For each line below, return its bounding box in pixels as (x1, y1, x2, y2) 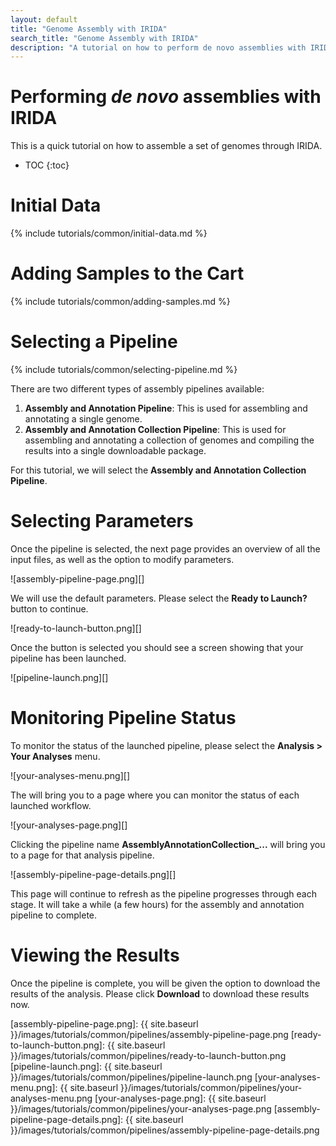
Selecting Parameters (10, 510, 194, 533)
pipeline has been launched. (10, 652, 127, 664)
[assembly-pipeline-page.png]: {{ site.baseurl (10, 1017, 199, 1030)
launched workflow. (10, 799, 92, 811)
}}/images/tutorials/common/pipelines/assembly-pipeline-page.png (10, 1028, 289, 1040)
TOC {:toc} (24, 159, 70, 171)
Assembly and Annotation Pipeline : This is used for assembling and (24, 402, 308, 414)
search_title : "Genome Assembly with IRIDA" (10, 33, 199, 43)
